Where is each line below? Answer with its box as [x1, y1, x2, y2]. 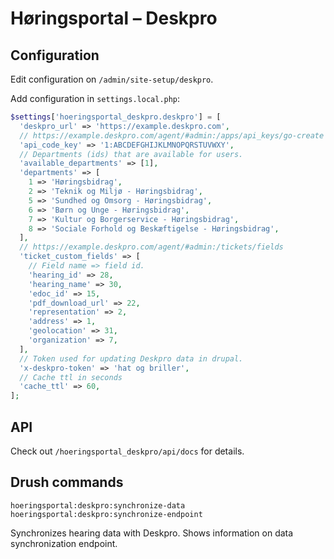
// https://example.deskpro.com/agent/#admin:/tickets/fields [19, 242, 284, 252]
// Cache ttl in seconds [19, 372, 123, 382]
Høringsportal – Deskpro [10, 7, 218, 30]
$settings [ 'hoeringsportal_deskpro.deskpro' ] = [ [10, 112, 222, 122]
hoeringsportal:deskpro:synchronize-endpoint [10, 509, 203, 519]
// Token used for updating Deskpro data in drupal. [19, 353, 244, 364]
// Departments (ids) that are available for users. [19, 149, 244, 159]
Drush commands [10, 474, 124, 491]
